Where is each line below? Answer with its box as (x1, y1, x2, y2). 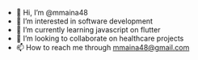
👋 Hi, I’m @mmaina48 (15, 8, 89, 17)
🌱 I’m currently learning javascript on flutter (15, 25, 161, 34)
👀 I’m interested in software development (15, 16, 154, 26)
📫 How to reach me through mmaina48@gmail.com (15, 43, 190, 52)
